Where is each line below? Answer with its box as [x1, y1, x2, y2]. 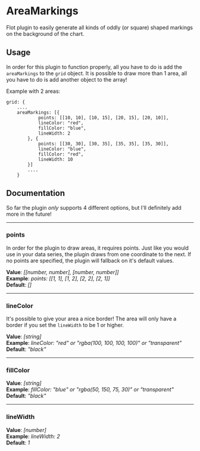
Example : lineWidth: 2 [6, 433, 61, 440]
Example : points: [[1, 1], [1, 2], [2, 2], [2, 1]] [6, 275, 110, 282]
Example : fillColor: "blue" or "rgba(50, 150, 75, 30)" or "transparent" [6, 386, 174, 393]
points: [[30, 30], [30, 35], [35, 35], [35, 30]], [37, 141, 169, 147]
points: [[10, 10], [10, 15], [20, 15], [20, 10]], [37, 114, 169, 120]
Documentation [6, 188, 65, 198]
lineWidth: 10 [37, 156, 73, 162]
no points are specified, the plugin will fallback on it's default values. [6, 257, 174, 264]
